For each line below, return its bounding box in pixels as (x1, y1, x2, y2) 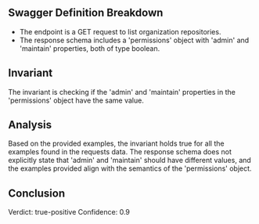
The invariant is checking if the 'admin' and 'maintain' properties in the (8, 87, 236, 96)
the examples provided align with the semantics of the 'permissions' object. (8, 164, 252, 173)
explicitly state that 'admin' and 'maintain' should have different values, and (8, 156, 252, 165)
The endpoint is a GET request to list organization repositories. (19, 27, 221, 36)
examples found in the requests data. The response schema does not (8, 147, 232, 157)
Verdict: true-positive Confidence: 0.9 (8, 208, 131, 217)
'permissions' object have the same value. (8, 96, 145, 105)
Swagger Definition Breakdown (8, 6, 164, 20)
